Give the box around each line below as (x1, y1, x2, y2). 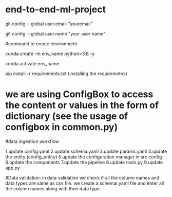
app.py (5, 165, 21, 171)
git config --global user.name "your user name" (5, 30, 106, 37)
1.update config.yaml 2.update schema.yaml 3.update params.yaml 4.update (5, 148, 167, 154)
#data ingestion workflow (5, 138, 60, 145)
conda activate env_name (5, 60, 60, 66)
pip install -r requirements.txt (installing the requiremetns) (5, 70, 127, 77)
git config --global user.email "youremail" (5, 21, 93, 27)
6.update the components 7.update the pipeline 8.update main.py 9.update (5, 159, 163, 165)
